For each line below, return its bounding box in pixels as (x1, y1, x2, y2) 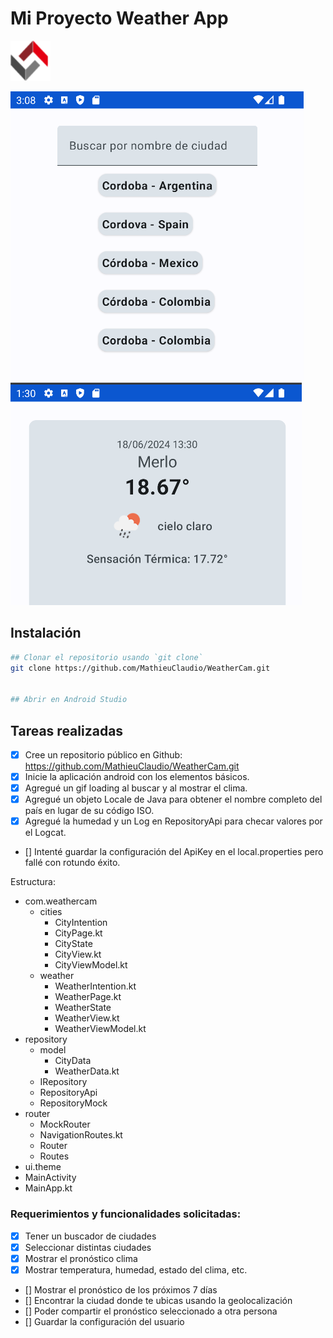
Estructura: (10, 876, 56, 888)
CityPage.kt (54, 927, 103, 939)
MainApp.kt (24, 1182, 73, 1194)
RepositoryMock (39, 1097, 108, 1109)
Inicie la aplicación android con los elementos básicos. (24, 771, 250, 782)
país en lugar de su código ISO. (24, 805, 155, 817)
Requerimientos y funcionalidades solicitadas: (10, 1207, 242, 1221)
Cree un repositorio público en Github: (24, 748, 183, 761)
